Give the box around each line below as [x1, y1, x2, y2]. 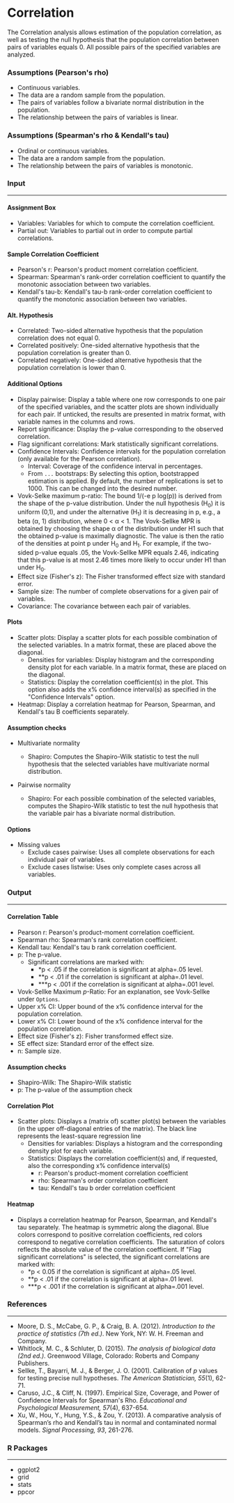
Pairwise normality [17, 781, 71, 789]
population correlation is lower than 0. [17, 364, 127, 372]
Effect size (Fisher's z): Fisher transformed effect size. [17, 1031, 174, 1040]
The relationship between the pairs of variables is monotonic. [17, 161, 194, 170]
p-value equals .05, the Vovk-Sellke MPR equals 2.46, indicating [34, 548, 219, 557]
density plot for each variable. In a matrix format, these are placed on [27, 663, 226, 671]
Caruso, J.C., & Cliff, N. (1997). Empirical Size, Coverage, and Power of [17, 1389, 220, 1397]
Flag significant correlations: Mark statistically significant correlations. [17, 440, 219, 448]
